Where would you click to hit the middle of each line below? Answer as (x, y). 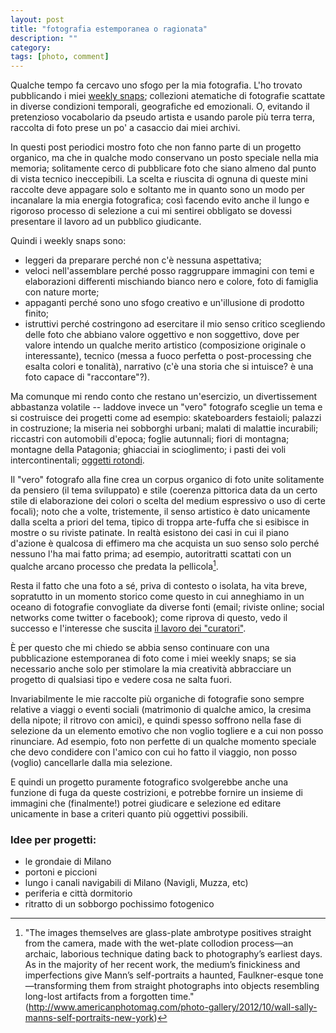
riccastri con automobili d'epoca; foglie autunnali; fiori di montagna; (150, 439)
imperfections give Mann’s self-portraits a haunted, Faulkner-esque (163, 975)
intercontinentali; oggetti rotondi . (77, 460)
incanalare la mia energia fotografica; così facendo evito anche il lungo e (160, 200)
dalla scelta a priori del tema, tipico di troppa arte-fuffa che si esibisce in (160, 522)
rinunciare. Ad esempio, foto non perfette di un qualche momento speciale (163, 741)
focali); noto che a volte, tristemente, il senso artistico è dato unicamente (160, 512)
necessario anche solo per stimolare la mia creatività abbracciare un (151, 668)
